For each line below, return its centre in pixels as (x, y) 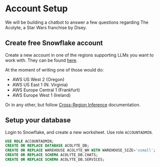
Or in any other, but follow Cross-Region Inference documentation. (73, 105)
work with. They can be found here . (41, 60)
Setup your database (38, 120)
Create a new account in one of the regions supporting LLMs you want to (80, 55)
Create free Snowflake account (54, 43)
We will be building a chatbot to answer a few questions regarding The (77, 22)
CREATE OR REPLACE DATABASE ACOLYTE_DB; (47, 146)
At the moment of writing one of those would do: (55, 70)
